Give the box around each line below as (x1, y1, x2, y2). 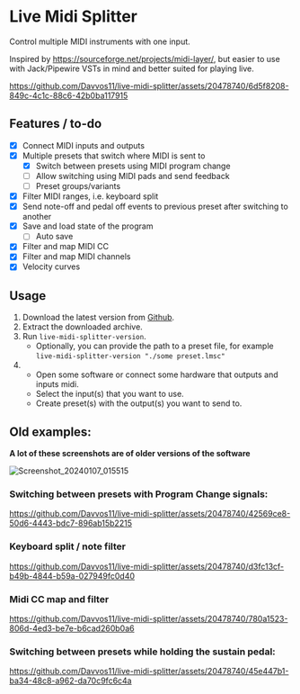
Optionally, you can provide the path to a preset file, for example (35, 340, 274, 352)
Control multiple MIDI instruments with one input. (9, 36, 190, 47)
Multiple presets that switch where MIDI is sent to (22, 150, 206, 161)
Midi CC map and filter (9, 592, 110, 605)
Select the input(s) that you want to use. (35, 389, 184, 400)
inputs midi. (35, 379, 79, 390)
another (22, 212, 52, 222)
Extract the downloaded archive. (22, 321, 144, 332)
